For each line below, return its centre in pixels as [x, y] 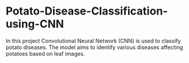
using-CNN [35, 24]
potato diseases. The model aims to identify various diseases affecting [94, 47]
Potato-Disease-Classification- [87, 11]
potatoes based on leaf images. [45, 53]
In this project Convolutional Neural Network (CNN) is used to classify [93, 41]
